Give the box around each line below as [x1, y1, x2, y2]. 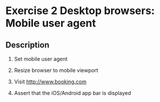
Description [5, 40, 49, 50]
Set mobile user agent [14, 56, 68, 62]
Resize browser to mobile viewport [14, 67, 98, 74]
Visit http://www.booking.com [14, 78, 86, 85]
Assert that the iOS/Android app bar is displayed [14, 90, 131, 96]
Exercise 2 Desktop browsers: [5, 4, 155, 18]
